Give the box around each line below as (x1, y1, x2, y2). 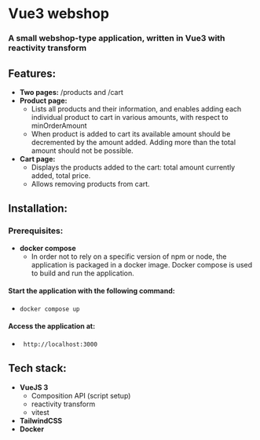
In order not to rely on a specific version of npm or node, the (31, 252, 227, 261)
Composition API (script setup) (31, 391, 131, 400)
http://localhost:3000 (23, 340, 98, 349)
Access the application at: (8, 322, 96, 331)
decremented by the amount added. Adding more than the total (31, 137, 236, 147)
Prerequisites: (8, 225, 64, 236)
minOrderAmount (31, 121, 88, 130)
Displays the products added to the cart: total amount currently (31, 162, 236, 172)
